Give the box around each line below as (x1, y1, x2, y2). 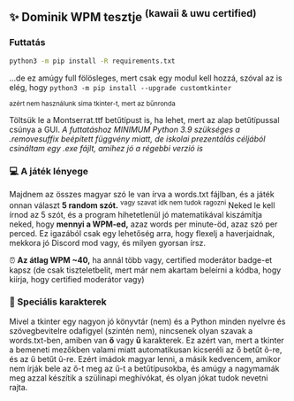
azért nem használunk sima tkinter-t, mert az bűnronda (9, 99, 176, 108)
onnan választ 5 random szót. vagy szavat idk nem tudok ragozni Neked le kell (9, 198, 275, 211)
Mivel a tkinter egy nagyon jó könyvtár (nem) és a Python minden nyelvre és (9, 316, 286, 327)
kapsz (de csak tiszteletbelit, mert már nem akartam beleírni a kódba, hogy (9, 265, 282, 275)
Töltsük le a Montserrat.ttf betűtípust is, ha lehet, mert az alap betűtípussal (9, 114, 280, 125)
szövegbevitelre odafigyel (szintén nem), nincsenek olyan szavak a (9, 325, 253, 335)
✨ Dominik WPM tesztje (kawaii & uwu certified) (9, 7, 257, 25)
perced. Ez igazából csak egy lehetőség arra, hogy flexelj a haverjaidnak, (9, 227, 275, 238)
